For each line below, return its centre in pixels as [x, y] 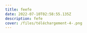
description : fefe [24, 18]
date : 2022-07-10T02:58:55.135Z [38, 14]
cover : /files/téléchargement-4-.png [44, 23]
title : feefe [18, 9]
